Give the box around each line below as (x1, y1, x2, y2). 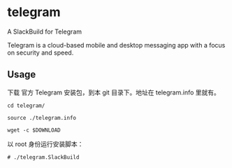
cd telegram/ (7, 102, 45, 109)
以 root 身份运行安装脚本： (7, 139, 84, 148)
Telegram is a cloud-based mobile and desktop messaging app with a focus (7, 41, 226, 49)
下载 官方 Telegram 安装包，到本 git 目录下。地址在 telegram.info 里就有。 (7, 88, 220, 97)
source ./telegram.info (7, 114, 77, 121)
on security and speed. (7, 48, 74, 57)
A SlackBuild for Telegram (7, 27, 82, 36)
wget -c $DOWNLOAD (7, 127, 61, 134)
